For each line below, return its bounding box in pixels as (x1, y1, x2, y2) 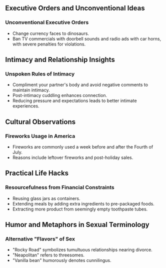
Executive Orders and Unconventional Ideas (5, 4, 145, 12)
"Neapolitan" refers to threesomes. (12, 252, 85, 258)
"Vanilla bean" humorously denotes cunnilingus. (12, 257, 111, 263)
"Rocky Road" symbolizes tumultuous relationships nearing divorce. (12, 247, 152, 253)
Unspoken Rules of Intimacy (5, 70, 75, 77)
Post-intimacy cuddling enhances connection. (12, 92, 107, 98)
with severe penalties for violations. (12, 41, 86, 47)
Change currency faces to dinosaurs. (12, 30, 89, 36)
